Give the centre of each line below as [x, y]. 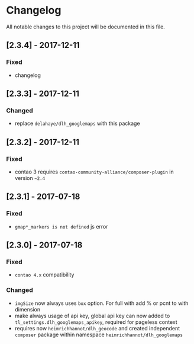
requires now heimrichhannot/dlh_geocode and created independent [97, 328]
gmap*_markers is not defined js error [61, 226]
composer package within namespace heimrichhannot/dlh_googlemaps [99, 335]
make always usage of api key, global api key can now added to [92, 316]
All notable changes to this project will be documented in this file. [86, 27]
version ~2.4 [30, 178]
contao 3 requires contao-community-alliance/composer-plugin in [94, 172]
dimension [27, 309]
